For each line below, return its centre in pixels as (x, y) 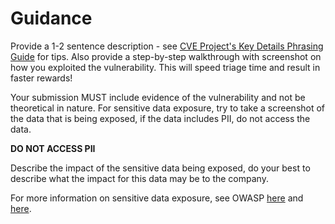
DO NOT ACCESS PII (53, 148)
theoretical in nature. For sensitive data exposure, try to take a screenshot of (168, 108)
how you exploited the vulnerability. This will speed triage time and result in (165, 67)
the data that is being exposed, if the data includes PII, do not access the (160, 118)
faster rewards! (41, 78)
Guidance (51, 18)
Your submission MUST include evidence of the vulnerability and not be (158, 97)
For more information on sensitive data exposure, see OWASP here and (157, 198)
